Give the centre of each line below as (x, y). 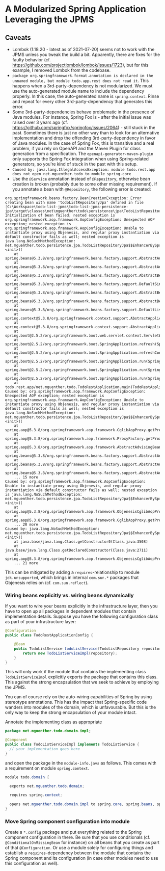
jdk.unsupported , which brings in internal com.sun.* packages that (72, 577)
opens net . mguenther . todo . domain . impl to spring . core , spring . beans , (82, 804)
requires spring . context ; (36, 795)
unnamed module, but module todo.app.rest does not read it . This (80, 80)
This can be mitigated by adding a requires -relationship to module (72, 572)
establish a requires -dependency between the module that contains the (78, 853)
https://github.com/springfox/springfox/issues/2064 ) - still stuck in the (84, 128)
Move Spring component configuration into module (68, 821)
